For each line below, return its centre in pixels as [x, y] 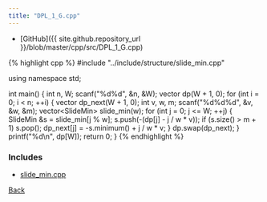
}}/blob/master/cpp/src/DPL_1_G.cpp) [81, 47]
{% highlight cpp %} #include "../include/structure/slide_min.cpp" [117, 63]
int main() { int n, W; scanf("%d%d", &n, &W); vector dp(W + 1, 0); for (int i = [133, 94]
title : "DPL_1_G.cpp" [44, 16]
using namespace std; [45, 78]
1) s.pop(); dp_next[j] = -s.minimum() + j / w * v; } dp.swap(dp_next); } [124, 127]
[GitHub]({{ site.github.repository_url [80, 38]
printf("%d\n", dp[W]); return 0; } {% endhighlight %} [96, 136]
